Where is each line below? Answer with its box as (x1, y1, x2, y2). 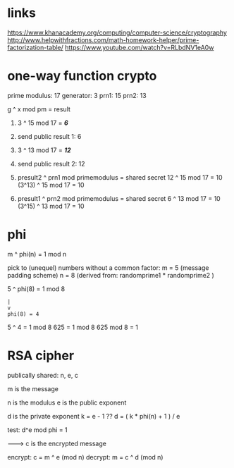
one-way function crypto (7, 68, 157, 84)
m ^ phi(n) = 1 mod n (7, 250, 67, 258)
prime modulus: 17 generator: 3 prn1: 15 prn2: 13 (7, 91, 147, 99)
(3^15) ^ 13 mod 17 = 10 (17, 202, 85, 210)
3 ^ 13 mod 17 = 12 (17, 146, 71, 154)
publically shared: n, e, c (7, 371, 79, 379)
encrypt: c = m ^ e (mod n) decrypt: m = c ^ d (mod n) (7, 452, 164, 461)
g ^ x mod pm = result (7, 104, 70, 113)
